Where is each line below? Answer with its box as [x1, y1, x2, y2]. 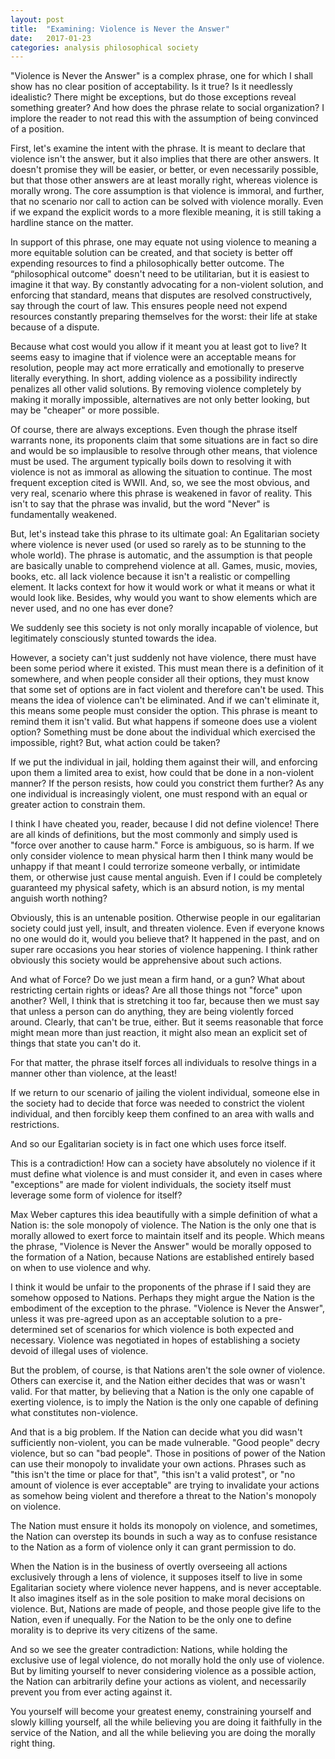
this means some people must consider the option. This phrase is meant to [10, 705, 318, 717]
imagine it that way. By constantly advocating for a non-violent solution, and [10, 279, 324, 291]
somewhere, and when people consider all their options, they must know [10, 673, 310, 685]
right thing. [10, 1737, 56, 1750]
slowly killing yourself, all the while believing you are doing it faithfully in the [10, 1716, 323, 1728]
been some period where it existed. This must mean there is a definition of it [10, 662, 324, 675]
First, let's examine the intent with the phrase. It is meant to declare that [10, 142, 306, 155]
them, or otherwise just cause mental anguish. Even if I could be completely [10, 871, 323, 883]
